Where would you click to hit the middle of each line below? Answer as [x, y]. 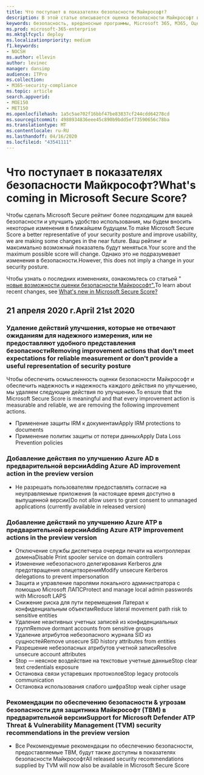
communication [35, 680]
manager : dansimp [28, 68]
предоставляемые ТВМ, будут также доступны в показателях [95, 752]
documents [29, 430]
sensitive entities [36, 615]
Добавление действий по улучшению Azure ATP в [84, 522]
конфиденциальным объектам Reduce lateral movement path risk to [101, 609]
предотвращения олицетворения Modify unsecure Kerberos [91, 570]
